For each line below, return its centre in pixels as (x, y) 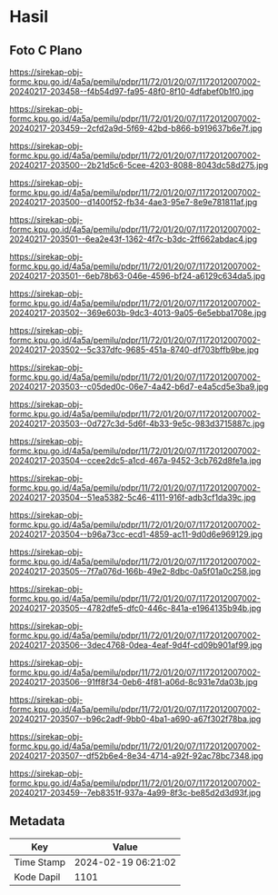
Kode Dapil (37, 877)
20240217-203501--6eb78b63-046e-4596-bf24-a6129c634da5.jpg (138, 276)
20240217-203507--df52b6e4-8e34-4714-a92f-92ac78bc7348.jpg (136, 756)
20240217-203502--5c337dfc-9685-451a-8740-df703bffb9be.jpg (134, 350)
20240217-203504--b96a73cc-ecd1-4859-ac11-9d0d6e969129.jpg (136, 534)
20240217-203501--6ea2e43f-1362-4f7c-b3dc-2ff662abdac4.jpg (133, 239)
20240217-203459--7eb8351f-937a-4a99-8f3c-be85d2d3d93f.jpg (135, 793)
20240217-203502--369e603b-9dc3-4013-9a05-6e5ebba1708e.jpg (138, 313)
